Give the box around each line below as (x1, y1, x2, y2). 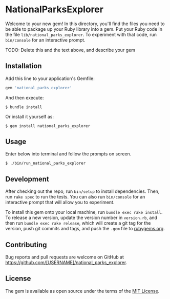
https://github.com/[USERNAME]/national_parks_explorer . (5, 260, 128, 266)
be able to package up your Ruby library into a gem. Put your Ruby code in (5, 26, 163, 32)
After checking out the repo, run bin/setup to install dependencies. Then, (5, 188, 160, 194)
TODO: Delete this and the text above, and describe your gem (5, 47, 136, 53)
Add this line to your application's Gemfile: (5, 75, 95, 82)
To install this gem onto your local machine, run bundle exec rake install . (5, 209, 163, 215)
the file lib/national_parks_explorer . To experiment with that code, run (5, 31, 157, 37)
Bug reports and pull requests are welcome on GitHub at (5, 254, 124, 260)
